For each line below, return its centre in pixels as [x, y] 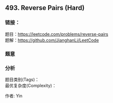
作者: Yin [14, 96]
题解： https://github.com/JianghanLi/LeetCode [52, 40]
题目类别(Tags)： [22, 79]
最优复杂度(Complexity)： [31, 85]
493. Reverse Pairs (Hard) [45, 8]
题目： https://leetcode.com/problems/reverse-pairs [56, 34]
